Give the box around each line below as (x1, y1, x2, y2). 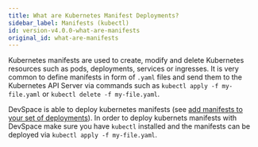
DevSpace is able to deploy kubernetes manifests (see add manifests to (8, 105, 244, 114)
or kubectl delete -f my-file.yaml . (42, 89, 160, 99)
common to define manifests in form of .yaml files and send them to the (8, 72, 243, 82)
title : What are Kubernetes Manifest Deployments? (8, 11, 179, 20)
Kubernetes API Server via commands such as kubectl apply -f (8, 81, 219, 91)
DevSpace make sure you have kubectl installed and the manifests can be (8, 122, 251, 131)
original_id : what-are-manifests (8, 33, 119, 42)
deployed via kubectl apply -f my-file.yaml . (8, 130, 157, 140)
